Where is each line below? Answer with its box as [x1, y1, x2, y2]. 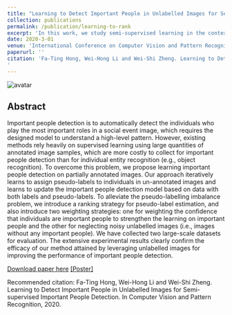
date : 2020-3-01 [7, 36, 54, 43]
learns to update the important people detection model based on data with [7, 185, 219, 194]
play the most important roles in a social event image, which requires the [7, 126, 214, 135]
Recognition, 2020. [7, 300, 61, 309]
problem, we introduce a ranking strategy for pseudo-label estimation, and [7, 200, 219, 208]
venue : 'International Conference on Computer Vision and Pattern [7, 42, 202, 49]
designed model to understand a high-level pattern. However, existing [7, 134, 206, 142]
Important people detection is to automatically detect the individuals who [7, 119, 215, 127]
